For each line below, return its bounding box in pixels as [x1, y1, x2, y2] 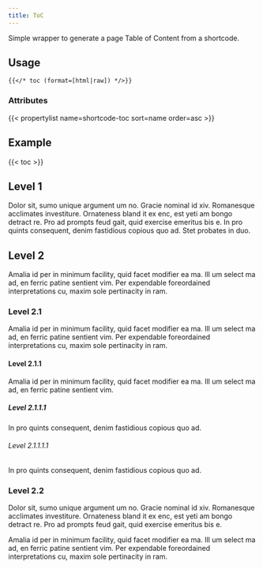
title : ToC [8, 11, 44, 20]
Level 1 [8, 179, 43, 193]
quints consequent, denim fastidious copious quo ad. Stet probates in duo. [8, 226, 251, 235]
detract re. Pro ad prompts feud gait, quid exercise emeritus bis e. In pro [8, 218, 243, 227]
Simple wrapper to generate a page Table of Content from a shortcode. [8, 33, 239, 43]
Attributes [8, 95, 48, 107]
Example [8, 136, 52, 150]
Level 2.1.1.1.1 [8, 441, 49, 451]
